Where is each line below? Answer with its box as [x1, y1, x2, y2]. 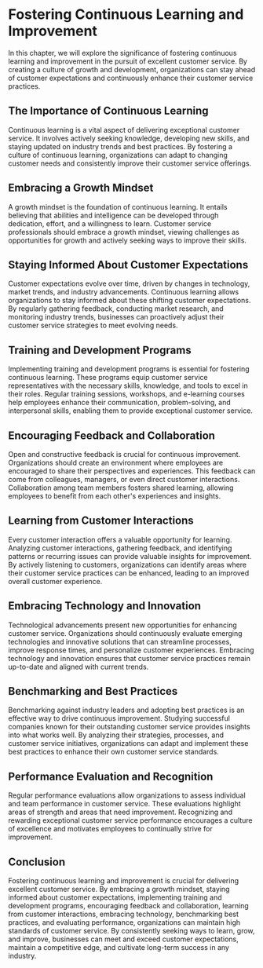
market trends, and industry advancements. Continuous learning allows [8, 287, 239, 297]
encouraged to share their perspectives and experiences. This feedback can [8, 466, 256, 476]
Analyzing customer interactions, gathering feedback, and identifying [8, 543, 232, 553]
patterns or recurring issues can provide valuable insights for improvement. [8, 551, 252, 561]
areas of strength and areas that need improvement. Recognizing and [8, 807, 233, 817]
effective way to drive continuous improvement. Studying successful [8, 714, 230, 723]
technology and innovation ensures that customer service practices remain [8, 653, 251, 663]
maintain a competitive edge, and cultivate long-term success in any [8, 943, 230, 952]
